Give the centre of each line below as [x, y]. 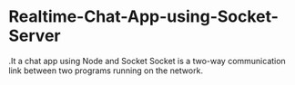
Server [35, 36]
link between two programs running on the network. [106, 71]
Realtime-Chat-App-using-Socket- [144, 17]
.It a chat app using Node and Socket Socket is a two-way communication [147, 61]
